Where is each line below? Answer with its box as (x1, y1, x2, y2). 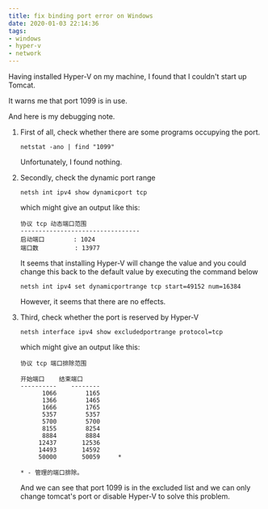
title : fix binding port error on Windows (8, 11, 153, 20)
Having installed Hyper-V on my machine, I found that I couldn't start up (8, 72, 248, 81)
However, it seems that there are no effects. (19, 297, 166, 306)
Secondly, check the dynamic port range (19, 173, 156, 182)
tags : (8, 27, 27, 35)
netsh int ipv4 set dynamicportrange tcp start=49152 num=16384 (19, 282, 241, 291)
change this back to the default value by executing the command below (19, 267, 258, 276)
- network (8, 49, 42, 57)
